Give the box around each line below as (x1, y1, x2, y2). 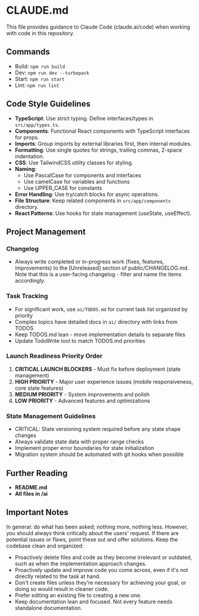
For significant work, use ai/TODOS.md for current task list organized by (14, 305, 188, 312)
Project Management (6, 227, 86, 237)
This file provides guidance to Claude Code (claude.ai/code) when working (6, 23, 191, 30)
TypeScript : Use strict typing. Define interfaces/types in (14, 114, 154, 122)
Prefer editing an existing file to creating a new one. (14, 592, 142, 599)
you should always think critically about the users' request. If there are (6, 529, 179, 536)
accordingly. (14, 277, 46, 284)
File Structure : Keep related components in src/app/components (14, 197, 171, 204)
